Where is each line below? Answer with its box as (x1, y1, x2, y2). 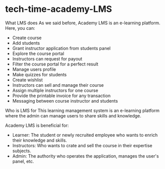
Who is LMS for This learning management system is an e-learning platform (5, 108, 160, 113)
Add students (12, 40, 40, 46)
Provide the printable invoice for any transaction (12, 93, 110, 99)
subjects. (12, 148, 31, 154)
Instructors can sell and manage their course (12, 82, 104, 88)
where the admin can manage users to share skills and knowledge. (5, 113, 141, 118)
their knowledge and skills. (12, 137, 67, 143)
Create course (12, 35, 42, 41)
